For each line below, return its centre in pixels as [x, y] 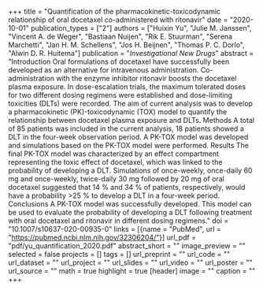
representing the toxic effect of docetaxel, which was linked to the [115, 162]
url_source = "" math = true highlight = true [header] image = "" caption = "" [132, 271]
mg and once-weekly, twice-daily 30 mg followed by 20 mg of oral [116, 179]
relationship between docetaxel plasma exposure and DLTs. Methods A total [131, 120]
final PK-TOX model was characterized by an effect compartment [113, 154]
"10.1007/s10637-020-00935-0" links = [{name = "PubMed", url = [115, 229]
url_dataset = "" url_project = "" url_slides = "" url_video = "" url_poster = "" [131, 262]
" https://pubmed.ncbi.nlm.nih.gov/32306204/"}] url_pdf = [102, 237]
